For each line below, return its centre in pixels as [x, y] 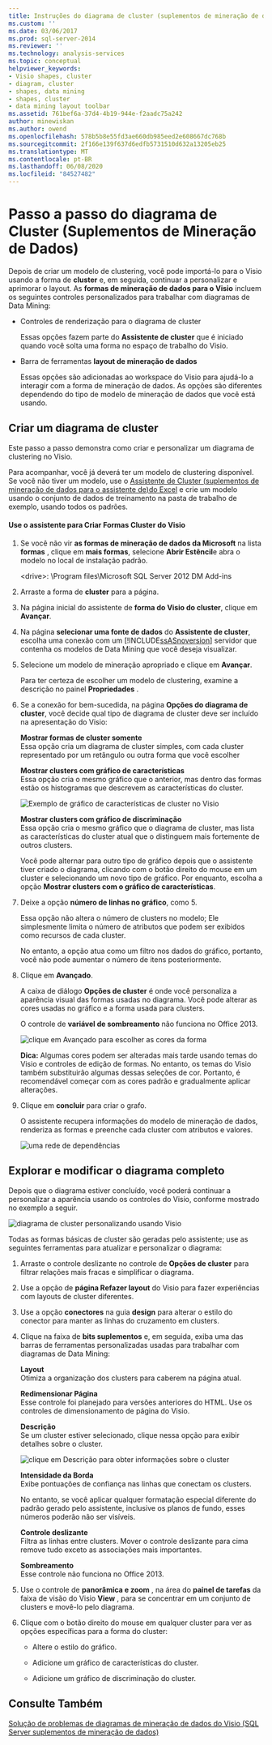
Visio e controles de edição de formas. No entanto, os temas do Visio [136, 1063]
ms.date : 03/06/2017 [43, 31]
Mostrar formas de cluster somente [81, 738]
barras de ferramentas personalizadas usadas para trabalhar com [130, 1345]
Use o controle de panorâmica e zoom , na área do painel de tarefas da [140, 1589]
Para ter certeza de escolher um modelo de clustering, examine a [129, 680]
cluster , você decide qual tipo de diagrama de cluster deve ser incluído [139, 713]
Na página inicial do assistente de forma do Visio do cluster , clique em [138, 607]
